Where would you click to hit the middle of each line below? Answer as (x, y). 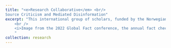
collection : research (28, 38)
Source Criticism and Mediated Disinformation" (57, 14)
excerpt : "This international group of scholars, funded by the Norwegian (86, 19)
